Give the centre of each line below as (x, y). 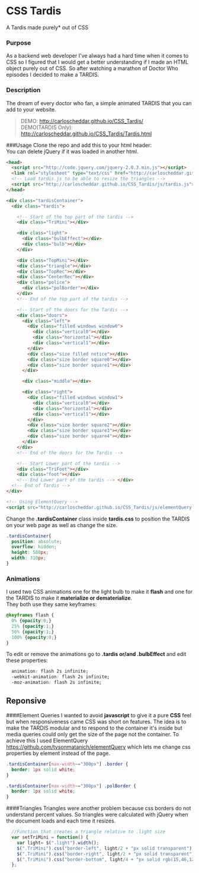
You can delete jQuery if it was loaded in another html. (72, 151)
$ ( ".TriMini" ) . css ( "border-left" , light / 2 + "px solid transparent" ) (105, 848)
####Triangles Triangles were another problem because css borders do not (99, 808)
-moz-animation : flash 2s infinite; (57, 683)
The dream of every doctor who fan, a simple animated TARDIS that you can (99, 103)
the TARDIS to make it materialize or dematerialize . (69, 598)
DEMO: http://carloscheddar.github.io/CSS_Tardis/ (82, 121)
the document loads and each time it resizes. (61, 821)
